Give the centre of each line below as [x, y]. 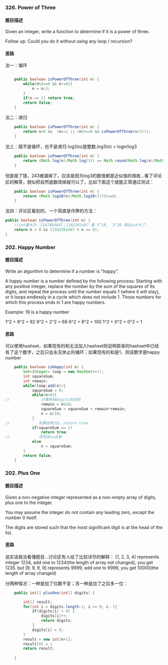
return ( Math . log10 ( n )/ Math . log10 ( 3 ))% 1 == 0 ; [70, 196]
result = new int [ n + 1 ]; [48, 639]
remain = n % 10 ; [56, 404]
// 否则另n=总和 [34, 437]
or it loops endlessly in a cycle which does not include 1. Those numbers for [83, 297]
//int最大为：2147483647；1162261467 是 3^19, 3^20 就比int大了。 [82, 225]
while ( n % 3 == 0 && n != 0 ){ [48, 84]
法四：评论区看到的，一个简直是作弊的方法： [51, 211]
